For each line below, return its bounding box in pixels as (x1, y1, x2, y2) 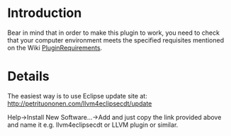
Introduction (7, 5, 82, 21)
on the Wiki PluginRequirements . (7, 43, 103, 52)
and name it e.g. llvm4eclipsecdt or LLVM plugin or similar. (7, 120, 179, 129)
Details (7, 69, 50, 84)
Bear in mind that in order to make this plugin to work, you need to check (7, 28, 220, 37)
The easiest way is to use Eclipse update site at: (7, 91, 147, 100)
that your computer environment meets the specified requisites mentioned (7, 35, 225, 44)
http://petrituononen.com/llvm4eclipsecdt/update (7, 99, 152, 108)
